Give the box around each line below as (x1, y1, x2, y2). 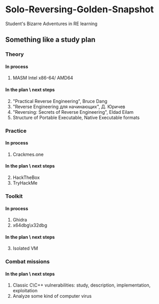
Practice (5, 127, 27, 134)
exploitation (12, 288, 38, 294)
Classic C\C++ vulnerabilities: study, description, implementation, (12, 282, 151, 288)
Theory (5, 51, 24, 58)
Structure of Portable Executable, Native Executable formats (12, 114, 140, 120)
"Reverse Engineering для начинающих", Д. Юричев (12, 104, 125, 110)
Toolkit (5, 192, 23, 199)
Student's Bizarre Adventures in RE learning (5, 21, 98, 27)
